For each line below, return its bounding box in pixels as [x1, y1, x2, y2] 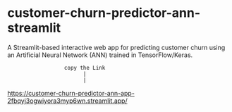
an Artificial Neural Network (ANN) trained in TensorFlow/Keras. [7, 51, 193, 59]
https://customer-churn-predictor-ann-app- [7, 89, 135, 97]
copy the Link [63, 64, 106, 71]
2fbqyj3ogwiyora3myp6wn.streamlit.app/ [7, 97, 128, 105]
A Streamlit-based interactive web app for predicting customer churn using [7, 43, 226, 51]
